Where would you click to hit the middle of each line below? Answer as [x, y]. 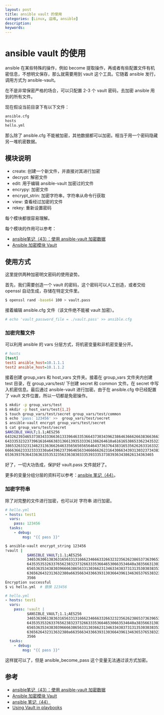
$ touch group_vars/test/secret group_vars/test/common [63, 414]
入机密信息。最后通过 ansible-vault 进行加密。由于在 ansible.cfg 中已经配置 [81, 390]
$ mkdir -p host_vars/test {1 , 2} [38, 409]
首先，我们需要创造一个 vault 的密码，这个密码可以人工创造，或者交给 [75, 285]
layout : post [18, 10]
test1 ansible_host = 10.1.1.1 [35, 363]
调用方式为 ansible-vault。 [32, 80]
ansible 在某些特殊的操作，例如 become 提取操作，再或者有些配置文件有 [78, 68]
